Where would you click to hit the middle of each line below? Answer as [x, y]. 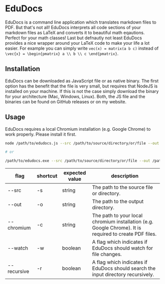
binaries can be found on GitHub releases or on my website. [66, 102]
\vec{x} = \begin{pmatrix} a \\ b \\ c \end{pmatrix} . [62, 53]
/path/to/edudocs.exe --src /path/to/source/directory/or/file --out [78, 161]
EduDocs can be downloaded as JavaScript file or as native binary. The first [82, 81]
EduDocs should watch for [123, 248]
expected [75, 173]
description [125, 176]
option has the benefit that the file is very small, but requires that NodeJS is [82, 86]
